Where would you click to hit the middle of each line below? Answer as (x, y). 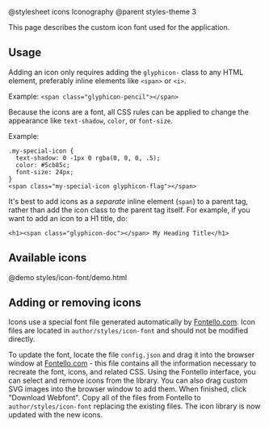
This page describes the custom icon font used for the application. (119, 27)
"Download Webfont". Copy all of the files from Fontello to (105, 398)
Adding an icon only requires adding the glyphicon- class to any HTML (126, 72)
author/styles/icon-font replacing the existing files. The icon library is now (134, 406)
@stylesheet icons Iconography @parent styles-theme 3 (102, 12)
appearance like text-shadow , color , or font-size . (91, 120)
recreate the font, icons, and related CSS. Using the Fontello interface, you (132, 372)
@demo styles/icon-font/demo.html (68, 277)
